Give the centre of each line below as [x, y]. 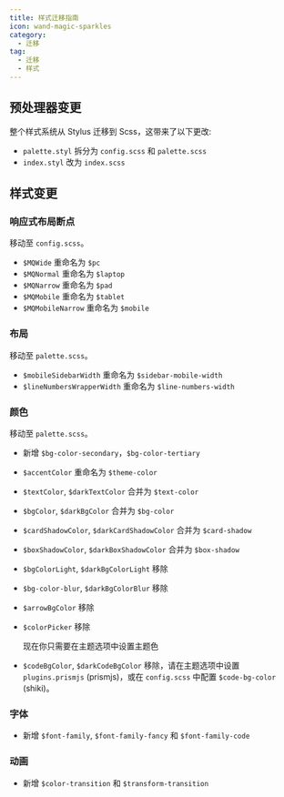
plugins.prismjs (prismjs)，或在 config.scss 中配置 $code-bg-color [149, 676]
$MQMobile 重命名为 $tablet [74, 297]
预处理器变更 [46, 108]
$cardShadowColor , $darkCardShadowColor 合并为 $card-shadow [137, 530]
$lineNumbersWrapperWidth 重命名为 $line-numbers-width [128, 386]
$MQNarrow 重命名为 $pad [67, 285]
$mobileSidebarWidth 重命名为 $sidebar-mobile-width [122, 375]
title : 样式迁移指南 [44, 18]
